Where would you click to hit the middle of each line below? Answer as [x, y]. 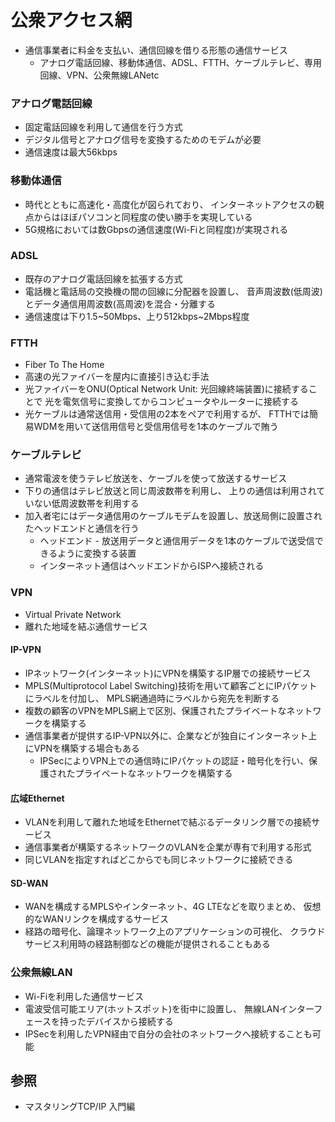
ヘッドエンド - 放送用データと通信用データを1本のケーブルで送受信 [177, 541]
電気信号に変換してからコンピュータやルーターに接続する [180, 402]
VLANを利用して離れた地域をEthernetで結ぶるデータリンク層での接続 [168, 822]
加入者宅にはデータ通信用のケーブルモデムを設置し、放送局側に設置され [173, 516]
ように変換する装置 [97, 553]
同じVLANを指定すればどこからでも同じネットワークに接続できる [159, 860]
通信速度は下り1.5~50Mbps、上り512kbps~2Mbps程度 [137, 316]
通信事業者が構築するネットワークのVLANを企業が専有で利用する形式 [168, 847]
